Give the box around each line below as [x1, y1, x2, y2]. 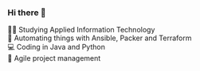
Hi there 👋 [7, 7, 47, 18]
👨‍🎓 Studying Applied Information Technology [7, 25, 155, 35]
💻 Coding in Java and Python [7, 43, 105, 52]
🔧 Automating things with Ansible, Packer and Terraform [7, 33, 192, 43]
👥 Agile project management [7, 54, 101, 63]
